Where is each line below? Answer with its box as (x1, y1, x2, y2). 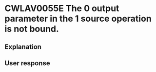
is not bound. (4, 24, 59, 34)
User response (4, 59, 50, 67)
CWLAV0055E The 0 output (4, 3, 119, 14)
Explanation (4, 43, 42, 51)
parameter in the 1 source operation (4, 13, 152, 24)
